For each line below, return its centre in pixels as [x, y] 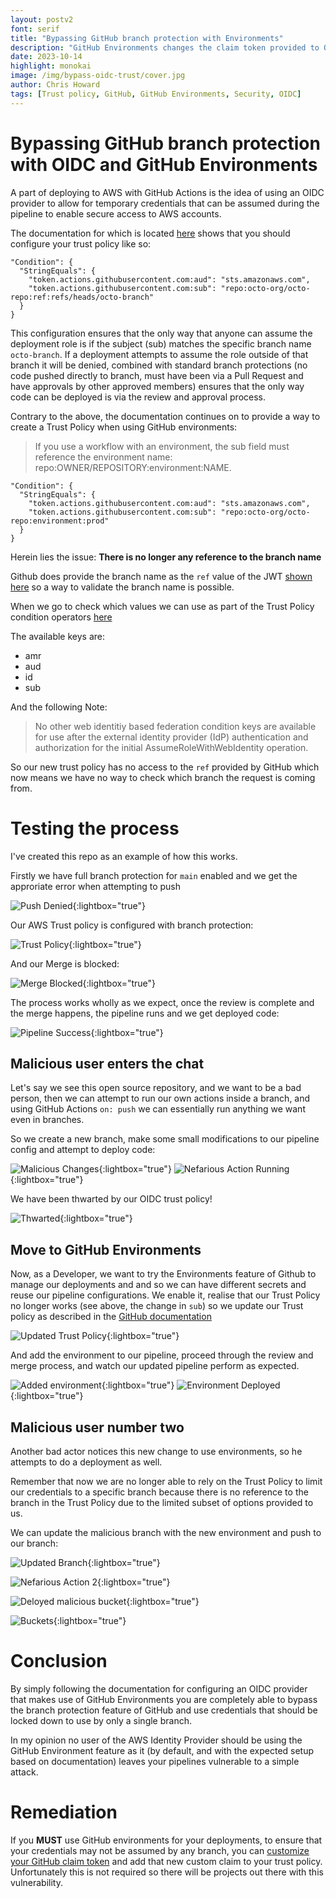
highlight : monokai [51, 66]
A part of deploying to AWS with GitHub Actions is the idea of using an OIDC [167, 192]
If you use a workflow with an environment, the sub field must [162, 446]
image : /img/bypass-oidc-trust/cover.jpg [98, 76]
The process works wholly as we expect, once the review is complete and [162, 1002]
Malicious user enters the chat [107, 1063]
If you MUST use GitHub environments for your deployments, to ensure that [166, 1840]
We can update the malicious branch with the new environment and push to [166, 1532]
